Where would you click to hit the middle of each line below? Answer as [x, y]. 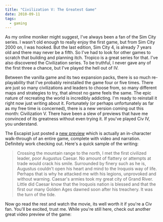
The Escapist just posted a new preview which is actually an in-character [78, 133]
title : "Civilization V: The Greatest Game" [51, 9]
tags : [10, 18]
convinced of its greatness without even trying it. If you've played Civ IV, [78, 119]
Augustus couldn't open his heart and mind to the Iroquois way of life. [87, 169]
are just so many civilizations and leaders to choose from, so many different [81, 88]
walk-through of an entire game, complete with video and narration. [73, 139]
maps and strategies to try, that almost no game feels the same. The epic [78, 93]
